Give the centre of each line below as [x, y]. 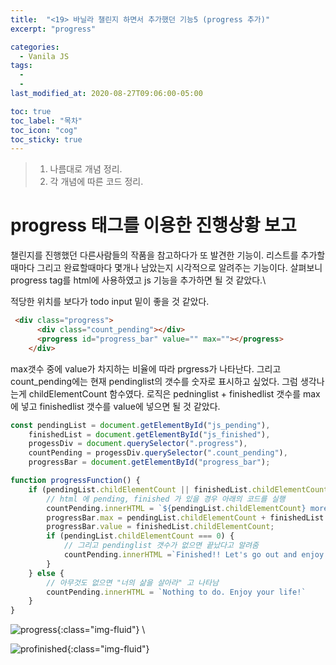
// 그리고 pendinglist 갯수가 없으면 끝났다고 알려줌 [161, 546]
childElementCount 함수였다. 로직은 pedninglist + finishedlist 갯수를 [165, 393]
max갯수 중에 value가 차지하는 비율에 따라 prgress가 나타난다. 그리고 [146, 368]
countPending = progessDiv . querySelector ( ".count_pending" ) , [158, 453]
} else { [46, 573]
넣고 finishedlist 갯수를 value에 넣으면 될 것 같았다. [120, 406]
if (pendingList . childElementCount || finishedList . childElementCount [178, 489]
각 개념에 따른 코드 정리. [96, 182]
